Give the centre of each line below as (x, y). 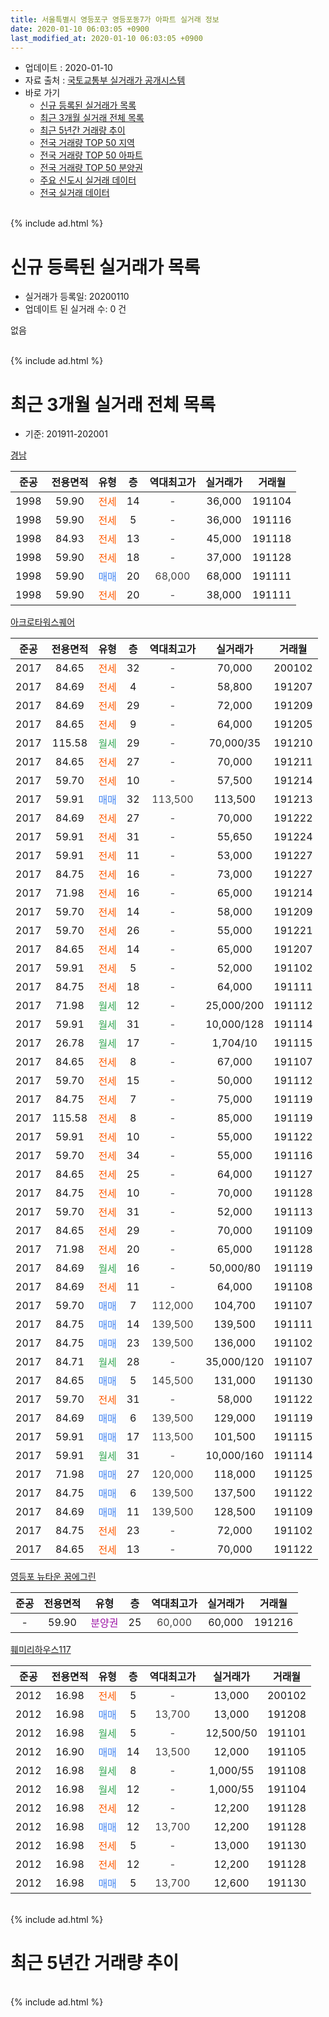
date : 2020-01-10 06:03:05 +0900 (80, 29)
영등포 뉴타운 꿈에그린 (53, 1577)
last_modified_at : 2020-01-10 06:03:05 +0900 (106, 38)
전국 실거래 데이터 (74, 193)
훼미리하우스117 (41, 1650)
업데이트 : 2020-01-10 (68, 68)
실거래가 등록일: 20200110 (77, 297)
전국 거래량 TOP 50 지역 (87, 143)
